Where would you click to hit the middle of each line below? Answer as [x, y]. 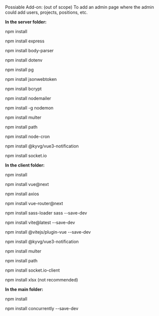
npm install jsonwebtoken [31, 79]
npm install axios [22, 194]
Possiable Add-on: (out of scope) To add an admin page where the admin [79, 7]
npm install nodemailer [28, 98]
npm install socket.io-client [32, 270]
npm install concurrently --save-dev [42, 308]
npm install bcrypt [23, 89]
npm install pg [19, 70]
